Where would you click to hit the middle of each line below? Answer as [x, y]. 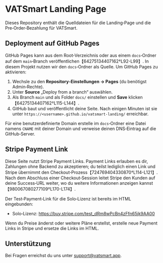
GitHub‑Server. [20, 133]
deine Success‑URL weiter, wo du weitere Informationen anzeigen [72, 183]
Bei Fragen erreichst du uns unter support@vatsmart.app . [63, 256]
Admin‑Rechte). [28, 87]
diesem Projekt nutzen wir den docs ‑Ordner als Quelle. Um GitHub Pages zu [81, 66]
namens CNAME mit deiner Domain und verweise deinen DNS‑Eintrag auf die [81, 129]
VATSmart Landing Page [56, 9]
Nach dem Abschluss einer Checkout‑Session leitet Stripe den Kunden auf [80, 178]
